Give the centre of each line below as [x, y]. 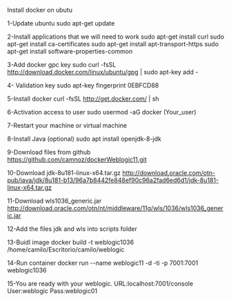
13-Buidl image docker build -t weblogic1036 [71, 242]
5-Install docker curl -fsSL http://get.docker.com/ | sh [83, 99]
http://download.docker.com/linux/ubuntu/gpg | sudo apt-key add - [103, 72]
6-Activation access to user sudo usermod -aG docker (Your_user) [102, 112]
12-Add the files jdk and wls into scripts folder [72, 229]
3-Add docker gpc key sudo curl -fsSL [62, 64]
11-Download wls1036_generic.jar [54, 201]
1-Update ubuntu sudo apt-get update [61, 23]
